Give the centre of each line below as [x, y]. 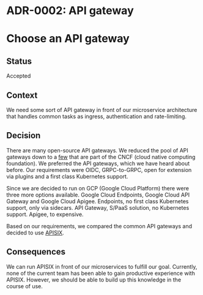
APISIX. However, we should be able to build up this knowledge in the [94, 280]
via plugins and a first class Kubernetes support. [67, 176]
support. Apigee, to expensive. [45, 214]
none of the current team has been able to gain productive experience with [101, 273]
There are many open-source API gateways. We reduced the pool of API [97, 150]
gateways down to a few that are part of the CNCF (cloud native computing [101, 157]
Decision [24, 136]
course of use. [24, 286]
